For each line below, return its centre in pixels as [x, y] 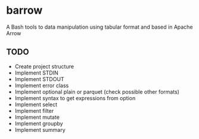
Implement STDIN [36, 73]
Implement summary [40, 129]
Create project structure [44, 66]
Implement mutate [37, 117]
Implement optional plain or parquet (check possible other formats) [97, 92]
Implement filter [34, 110]
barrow [24, 10]
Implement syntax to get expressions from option [75, 98]
